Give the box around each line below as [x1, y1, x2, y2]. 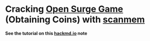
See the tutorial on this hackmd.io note [5, 30, 87, 36]
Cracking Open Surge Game [5, 3, 123, 15]
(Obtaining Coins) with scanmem [5, 14, 145, 25]
